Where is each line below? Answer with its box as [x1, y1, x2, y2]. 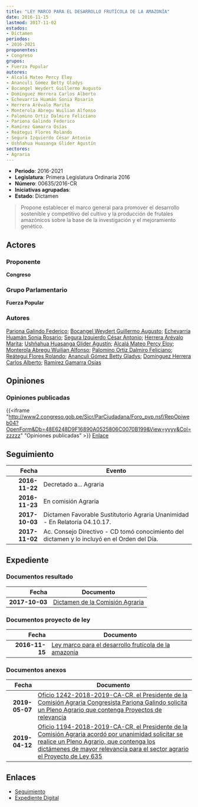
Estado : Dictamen [14, 192, 59, 200]
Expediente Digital [14, 795, 59, 802]
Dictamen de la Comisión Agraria [52, 597, 144, 606]
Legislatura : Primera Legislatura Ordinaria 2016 [14, 174, 130, 181]
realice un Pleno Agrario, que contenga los [37, 737, 156, 746]
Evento [105, 467, 127, 475]
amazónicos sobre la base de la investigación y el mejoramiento [20, 217, 176, 224]
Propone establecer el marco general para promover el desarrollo [20, 204, 180, 211]
